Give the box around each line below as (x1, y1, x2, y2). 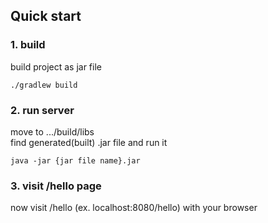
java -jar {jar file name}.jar (10, 155, 141, 166)
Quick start (10, 8, 82, 25)
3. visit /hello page (10, 179, 102, 193)
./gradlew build (10, 80, 78, 90)
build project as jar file (10, 60, 102, 73)
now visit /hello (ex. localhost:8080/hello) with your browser (10, 202, 258, 214)
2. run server (10, 103, 75, 117)
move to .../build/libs (10, 125, 95, 138)
